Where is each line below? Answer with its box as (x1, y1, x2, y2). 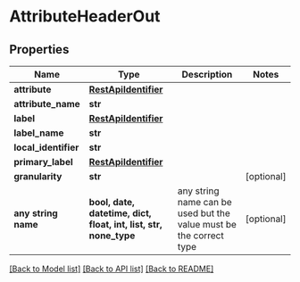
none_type (88, 229, 136, 242)
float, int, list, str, (88, 219, 162, 230)
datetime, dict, (88, 207, 152, 220)
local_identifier (13, 141, 79, 153)
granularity (13, 170, 62, 182)
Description (181, 69, 233, 80)
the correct (177, 229, 225, 242)
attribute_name (13, 98, 80, 110)
